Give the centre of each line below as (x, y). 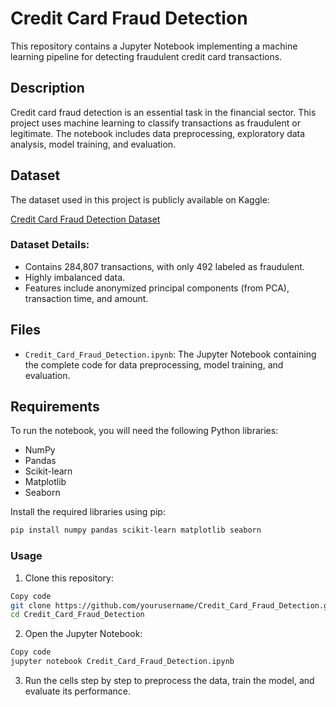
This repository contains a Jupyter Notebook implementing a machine (154, 46)
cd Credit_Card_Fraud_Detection (77, 615)
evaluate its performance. (78, 691)
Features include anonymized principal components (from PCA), (157, 288)
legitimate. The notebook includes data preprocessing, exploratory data (158, 133)
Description (47, 88)
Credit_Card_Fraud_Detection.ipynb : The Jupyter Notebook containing (170, 354)
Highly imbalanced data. (75, 277)
